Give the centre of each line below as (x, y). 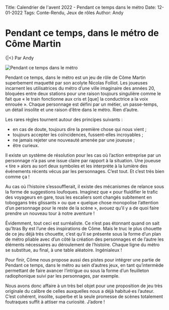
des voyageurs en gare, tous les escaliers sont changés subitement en (79, 197)
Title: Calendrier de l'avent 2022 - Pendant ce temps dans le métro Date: (81, 7)
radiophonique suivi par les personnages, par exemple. (63, 276)
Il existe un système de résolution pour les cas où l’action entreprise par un (83, 155)
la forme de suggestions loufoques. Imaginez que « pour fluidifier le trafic (82, 192)
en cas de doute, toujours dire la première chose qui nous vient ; (79, 129)
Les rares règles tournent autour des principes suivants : (64, 119)
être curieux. (26, 145)
